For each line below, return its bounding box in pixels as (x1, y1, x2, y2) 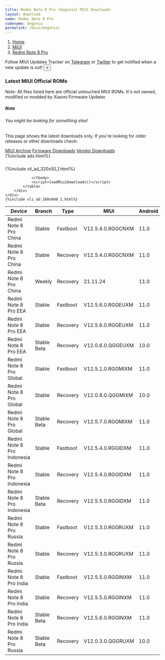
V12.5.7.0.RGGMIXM (83, 419, 133, 425)
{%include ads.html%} (5, 153, 51, 159)
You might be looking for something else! (5, 118, 88, 123)
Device (10, 208, 27, 214)
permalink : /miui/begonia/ (5, 26, 60, 30)
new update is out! (5, 64, 43, 70)
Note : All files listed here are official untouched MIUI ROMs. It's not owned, (5, 89, 157, 95)
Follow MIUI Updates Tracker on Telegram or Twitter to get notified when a (5, 59, 156, 65)
